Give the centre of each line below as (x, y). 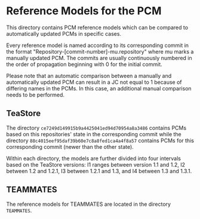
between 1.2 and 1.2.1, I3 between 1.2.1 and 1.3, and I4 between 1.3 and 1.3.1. (99, 171)
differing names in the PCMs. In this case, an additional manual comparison (99, 88)
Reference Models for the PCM (84, 11)
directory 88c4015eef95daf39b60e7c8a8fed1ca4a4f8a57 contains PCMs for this (100, 140)
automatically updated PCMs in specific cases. (64, 33)
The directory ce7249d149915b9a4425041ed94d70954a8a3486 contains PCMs (96, 128)
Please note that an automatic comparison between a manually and (89, 76)
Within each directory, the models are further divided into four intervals (93, 158)
